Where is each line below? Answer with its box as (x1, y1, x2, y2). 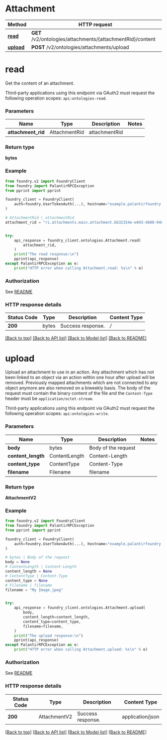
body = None (5, 560, 30, 565)
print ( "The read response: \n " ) (14, 252, 79, 257)
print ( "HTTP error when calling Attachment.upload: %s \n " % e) (14, 647, 148, 652)
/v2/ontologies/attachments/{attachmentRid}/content (31, 35, 156, 42)
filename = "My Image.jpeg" (5, 587, 64, 593)
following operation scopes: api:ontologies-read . (5, 95, 107, 101)
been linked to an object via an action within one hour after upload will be (5, 374, 155, 380)
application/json (122, 713, 160, 720)
